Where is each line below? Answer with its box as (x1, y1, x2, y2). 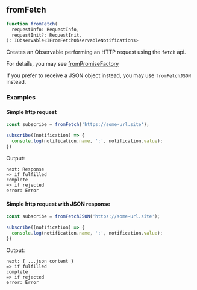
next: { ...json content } (6, 258, 74, 264)
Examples (6, 93, 36, 102)
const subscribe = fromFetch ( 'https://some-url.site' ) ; (6, 122, 149, 128)
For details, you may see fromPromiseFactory (6, 60, 119, 68)
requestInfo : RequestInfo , (11, 27, 80, 33)
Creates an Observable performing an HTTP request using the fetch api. (6, 48, 186, 56)
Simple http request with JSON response (6, 200, 110, 207)
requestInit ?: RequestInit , (11, 32, 83, 38)
